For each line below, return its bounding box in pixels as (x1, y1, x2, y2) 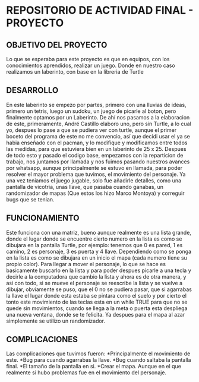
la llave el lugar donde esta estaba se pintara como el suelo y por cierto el (6, 292, 187, 299)
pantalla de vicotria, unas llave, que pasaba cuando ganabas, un (6, 183, 164, 190)
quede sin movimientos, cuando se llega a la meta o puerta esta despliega (6, 304, 188, 312)
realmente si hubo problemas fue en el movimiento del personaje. (6, 369, 167, 376)
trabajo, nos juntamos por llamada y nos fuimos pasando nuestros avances (6, 158, 190, 165)
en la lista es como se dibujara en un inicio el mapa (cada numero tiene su (6, 254, 187, 261)
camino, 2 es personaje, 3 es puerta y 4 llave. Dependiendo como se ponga (6, 248, 192, 255)
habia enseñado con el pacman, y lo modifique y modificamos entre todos (6, 139, 188, 146)
